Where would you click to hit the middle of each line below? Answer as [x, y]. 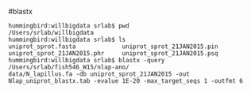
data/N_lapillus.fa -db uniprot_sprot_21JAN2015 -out [99, 74]
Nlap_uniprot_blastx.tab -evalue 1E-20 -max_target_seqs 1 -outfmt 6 [126, 81]
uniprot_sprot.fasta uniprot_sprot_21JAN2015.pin [113, 46]
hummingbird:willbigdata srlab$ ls [67, 39]
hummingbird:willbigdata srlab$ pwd [69, 26]
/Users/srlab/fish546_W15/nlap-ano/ [69, 67]
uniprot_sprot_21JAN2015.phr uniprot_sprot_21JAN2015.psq [113, 54]
